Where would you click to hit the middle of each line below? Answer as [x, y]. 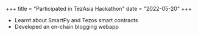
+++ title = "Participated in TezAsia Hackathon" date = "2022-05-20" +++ [99, 9]
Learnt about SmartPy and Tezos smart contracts [76, 20]
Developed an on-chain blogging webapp [67, 27]
